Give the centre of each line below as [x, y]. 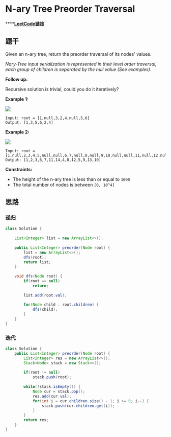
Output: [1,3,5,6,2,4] [29, 122]
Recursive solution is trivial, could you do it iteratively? [62, 89]
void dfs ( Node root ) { [38, 277]
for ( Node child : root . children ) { [61, 305]
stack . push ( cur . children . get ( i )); [78, 406]
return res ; [36, 420]
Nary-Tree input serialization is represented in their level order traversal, [81, 64]
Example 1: [17, 99]
